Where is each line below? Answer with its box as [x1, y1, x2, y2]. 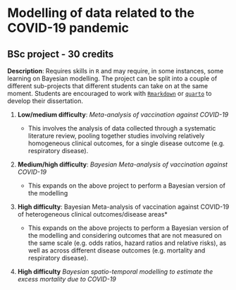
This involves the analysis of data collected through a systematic [27, 124, 216, 132]
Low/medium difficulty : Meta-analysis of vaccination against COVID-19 [17, 111, 229, 119]
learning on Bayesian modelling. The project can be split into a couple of [7, 74, 218, 83]
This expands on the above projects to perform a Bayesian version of [27, 224, 229, 232]
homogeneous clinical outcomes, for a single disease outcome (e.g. [27, 139, 225, 147]
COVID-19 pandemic [7, 20, 129, 36]
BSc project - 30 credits [7, 48, 114, 60]
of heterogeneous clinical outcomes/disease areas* [17, 210, 168, 218]
